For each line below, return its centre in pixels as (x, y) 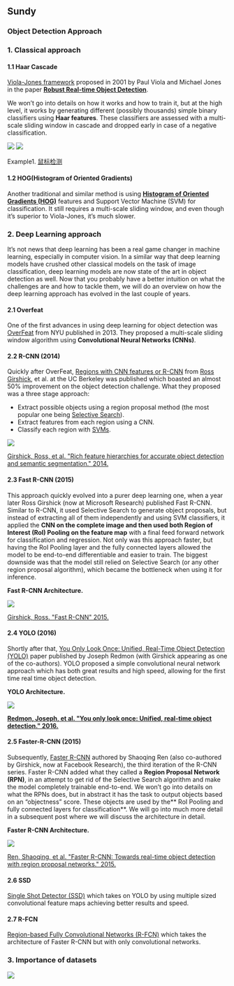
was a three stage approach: (48, 394)
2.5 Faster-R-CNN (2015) (44, 742)
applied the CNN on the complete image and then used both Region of (110, 525)
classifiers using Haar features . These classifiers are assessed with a (108, 118)
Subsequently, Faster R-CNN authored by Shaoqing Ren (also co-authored (115, 757)
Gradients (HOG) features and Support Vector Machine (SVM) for (102, 201)
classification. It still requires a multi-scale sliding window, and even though (116, 208)
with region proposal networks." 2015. (62, 864)
